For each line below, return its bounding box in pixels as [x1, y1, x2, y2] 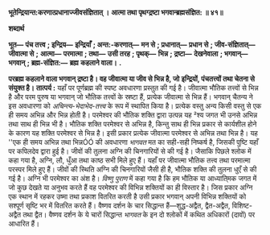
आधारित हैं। [8, 219, 40, 229]
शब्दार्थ [8, 24, 25, 33]
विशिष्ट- [231, 201, 253, 210]
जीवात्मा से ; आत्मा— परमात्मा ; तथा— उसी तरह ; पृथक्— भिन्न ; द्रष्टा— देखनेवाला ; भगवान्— [8, 49, 248, 58]
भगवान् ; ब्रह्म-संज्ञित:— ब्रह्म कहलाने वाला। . [8, 58, 122, 68]
